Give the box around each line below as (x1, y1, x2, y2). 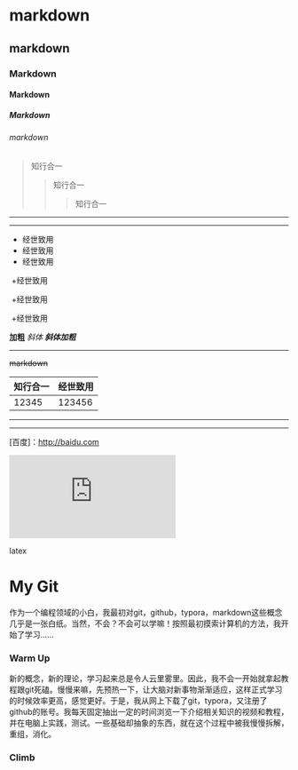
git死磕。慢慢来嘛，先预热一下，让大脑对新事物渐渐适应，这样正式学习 (24, 684, 283, 695)
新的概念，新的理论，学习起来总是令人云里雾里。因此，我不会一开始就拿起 (9, 672, 281, 684)
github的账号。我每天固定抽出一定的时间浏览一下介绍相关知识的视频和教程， (9, 706, 289, 717)
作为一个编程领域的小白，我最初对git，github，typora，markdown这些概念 (9, 607, 283, 617)
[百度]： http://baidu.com (9, 436, 99, 447)
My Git (9, 576, 59, 596)
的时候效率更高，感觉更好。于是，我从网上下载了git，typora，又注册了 (9, 695, 268, 706)
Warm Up (9, 652, 51, 664)
